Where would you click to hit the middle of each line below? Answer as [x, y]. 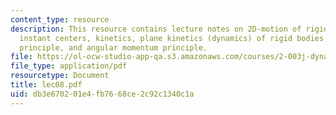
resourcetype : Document [60, 76]
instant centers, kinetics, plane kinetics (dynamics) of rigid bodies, [174, 38]
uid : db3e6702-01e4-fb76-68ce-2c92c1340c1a [102, 94]
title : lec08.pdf [46, 85]
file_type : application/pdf [69, 66]
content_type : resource [60, 19]
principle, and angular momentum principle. [113, 47]
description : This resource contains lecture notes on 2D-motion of [156, 29]
